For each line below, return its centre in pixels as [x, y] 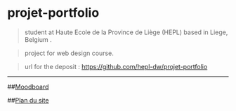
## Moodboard [28, 87]
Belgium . [38, 39]
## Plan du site [28, 100]
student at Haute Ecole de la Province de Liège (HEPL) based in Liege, [126, 32]
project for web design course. [69, 53]
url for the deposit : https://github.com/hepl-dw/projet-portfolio [116, 66]
